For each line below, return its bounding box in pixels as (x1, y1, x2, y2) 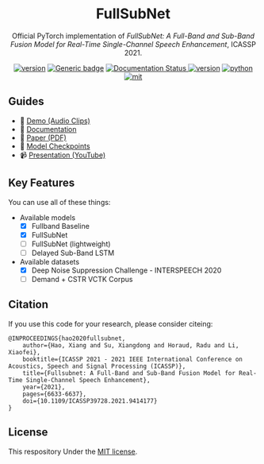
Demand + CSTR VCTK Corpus (31, 274, 133, 284)
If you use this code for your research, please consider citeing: (8, 319, 213, 328)
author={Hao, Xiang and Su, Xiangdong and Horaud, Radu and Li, (22, 341, 239, 350)
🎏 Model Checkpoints (19, 141, 90, 151)
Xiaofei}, (8, 348, 41, 356)
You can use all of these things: (8, 197, 111, 207)
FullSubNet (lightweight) (31, 239, 111, 249)
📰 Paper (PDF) (19, 133, 67, 142)
